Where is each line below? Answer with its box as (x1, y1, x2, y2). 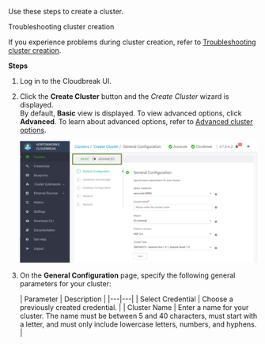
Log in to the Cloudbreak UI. (19, 77, 112, 85)
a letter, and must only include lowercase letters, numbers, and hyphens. (19, 319, 257, 329)
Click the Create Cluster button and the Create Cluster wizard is (19, 92, 229, 101)
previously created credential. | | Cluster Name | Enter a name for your (19, 303, 249, 312)
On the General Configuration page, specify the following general (19, 270, 236, 280)
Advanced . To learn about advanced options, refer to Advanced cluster (19, 117, 253, 126)
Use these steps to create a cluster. (8, 7, 124, 16)
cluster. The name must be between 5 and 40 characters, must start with (19, 312, 258, 321)
